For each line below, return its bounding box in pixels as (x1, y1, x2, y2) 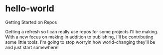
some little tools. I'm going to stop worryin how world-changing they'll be (5, 39, 156, 45)
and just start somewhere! (5, 44, 59, 50)
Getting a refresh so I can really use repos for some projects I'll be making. (5, 28, 159, 34)
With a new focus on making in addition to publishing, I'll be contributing (5, 34, 154, 40)
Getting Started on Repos (5, 19, 57, 25)
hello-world (5, 3, 55, 14)
